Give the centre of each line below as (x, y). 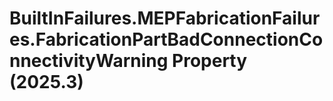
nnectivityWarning (89, 61)
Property (210, 61)
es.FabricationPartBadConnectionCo (166, 39)
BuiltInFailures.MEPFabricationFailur (165, 18)
